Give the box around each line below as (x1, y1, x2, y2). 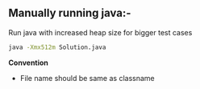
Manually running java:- (8, 6, 131, 20)
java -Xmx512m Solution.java (8, 43, 106, 51)
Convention (8, 58, 48, 67)
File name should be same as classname (19, 73, 155, 83)
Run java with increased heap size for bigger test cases (8, 27, 193, 37)
